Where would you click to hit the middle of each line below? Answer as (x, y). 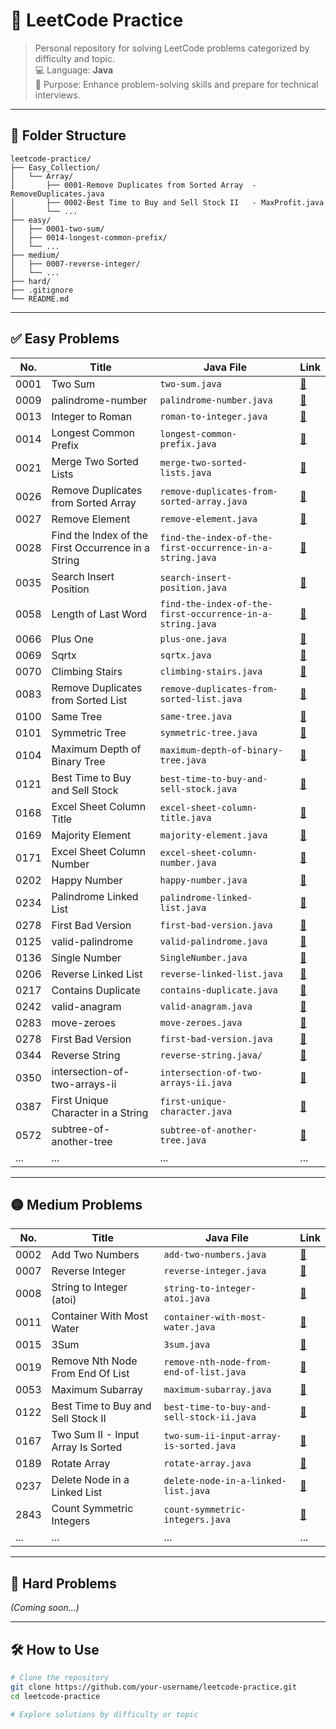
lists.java (185, 472)
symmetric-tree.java (208, 732)
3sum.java (187, 1345)
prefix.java (188, 443)
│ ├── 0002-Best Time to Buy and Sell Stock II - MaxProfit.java (167, 202)
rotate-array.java (207, 1463)
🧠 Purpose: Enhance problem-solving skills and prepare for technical (176, 84)
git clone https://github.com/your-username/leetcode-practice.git (154, 1687)
